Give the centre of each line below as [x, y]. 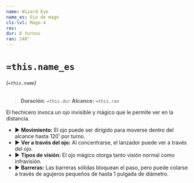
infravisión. [28, 161]
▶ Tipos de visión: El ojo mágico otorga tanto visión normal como [95, 155]
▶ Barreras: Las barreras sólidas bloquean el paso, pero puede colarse [101, 168]
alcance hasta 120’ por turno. [50, 136]
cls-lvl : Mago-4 [26, 22]
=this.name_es [41, 67]
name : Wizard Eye [27, 12]
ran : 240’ [18, 39]
